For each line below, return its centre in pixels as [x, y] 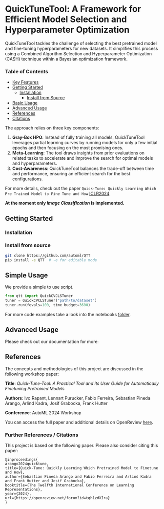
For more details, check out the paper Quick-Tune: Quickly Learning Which [81, 189]
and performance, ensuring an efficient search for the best [71, 174]
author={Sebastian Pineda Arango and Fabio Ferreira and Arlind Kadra [78, 477]
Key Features [25, 82]
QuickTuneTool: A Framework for [73, 9]
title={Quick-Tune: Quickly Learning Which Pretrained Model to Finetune [82, 468]
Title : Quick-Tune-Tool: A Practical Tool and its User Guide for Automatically [82, 383]
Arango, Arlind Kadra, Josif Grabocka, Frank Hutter [57, 403]
